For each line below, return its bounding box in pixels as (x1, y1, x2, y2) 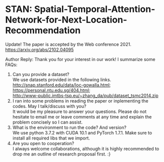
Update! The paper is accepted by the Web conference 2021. (5, 41, 131, 47)
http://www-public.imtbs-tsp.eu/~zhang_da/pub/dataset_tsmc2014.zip (12, 92, 159, 98)
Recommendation (5, 25, 81, 36)
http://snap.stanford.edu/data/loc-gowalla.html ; (12, 81, 111, 88)
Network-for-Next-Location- (5, 14, 127, 25)
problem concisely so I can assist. (12, 119, 83, 125)
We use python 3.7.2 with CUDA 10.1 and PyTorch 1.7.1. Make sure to (12, 129, 152, 135)
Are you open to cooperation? (12, 140, 74, 146)
